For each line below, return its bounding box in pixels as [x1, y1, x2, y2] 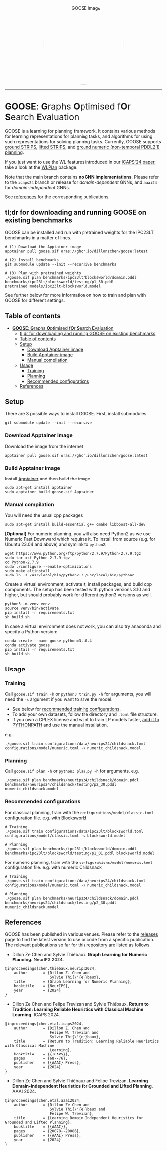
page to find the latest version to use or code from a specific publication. [5, 937, 155, 943]
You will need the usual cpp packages [5, 512, 83, 518]
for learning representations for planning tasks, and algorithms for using [5, 133, 153, 139]
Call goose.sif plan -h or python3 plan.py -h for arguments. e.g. [5, 768, 139, 774]
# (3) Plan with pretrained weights [5, 270, 81, 276]
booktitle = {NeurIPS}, [14, 984, 70, 989]
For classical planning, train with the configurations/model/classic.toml [5, 809, 154, 815]
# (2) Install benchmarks [5, 257, 59, 262]
